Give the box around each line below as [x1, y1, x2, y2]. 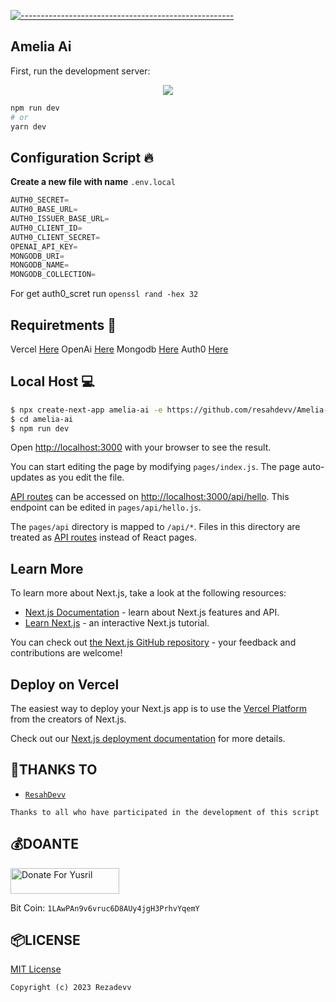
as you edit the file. [46, 471, 125, 484]
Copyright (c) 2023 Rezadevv [10, 983, 132, 993]
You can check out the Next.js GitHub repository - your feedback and [10, 636, 297, 649]
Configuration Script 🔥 [10, 149, 154, 166]
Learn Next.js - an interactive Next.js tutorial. [24, 617, 210, 629]
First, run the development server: [10, 65, 151, 77]
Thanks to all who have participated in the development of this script [10, 807, 320, 817]
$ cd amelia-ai [10, 414, 74, 424]
